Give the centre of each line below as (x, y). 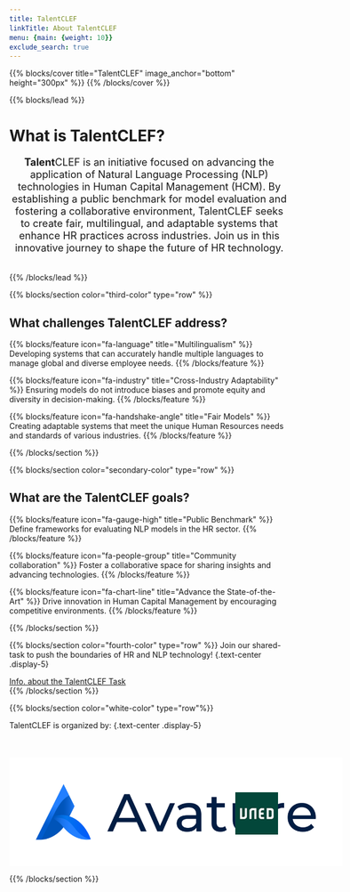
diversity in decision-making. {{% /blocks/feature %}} (107, 399)
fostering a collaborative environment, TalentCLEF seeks (149, 211)
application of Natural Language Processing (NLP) (149, 174)
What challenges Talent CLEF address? (119, 323)
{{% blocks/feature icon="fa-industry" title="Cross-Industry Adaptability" (144, 380)
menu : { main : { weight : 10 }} (61, 37)
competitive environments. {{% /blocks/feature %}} (103, 611)
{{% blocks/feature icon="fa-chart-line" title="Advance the (117, 591)
